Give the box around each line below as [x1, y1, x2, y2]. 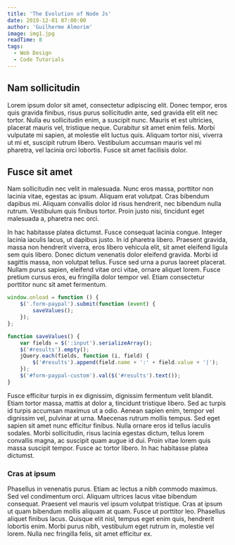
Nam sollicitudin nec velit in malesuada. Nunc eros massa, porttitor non [7, 184, 214, 193]
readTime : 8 [7, 37, 42, 44]
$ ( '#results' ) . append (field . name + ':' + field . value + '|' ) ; [32, 359, 219, 366]
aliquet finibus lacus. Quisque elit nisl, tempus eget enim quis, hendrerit [7, 515, 215, 523]
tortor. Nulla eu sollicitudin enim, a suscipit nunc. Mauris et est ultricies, [7, 115, 215, 124]
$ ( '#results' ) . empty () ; [20, 346, 90, 353]
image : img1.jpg [7, 30, 55, 37]
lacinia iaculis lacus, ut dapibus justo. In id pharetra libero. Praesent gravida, [7, 236, 228, 244]
